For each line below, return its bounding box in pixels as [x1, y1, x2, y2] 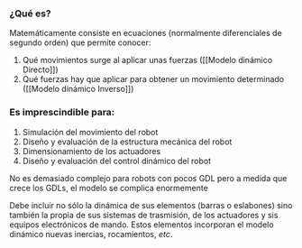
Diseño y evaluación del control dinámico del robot [22, 155, 212, 166]
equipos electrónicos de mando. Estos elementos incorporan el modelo [9, 219, 274, 230]
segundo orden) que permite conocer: [9, 37, 151, 48]
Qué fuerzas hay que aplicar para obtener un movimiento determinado [22, 74, 285, 85]
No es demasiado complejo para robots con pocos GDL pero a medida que [9, 172, 288, 183]
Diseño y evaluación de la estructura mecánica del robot [22, 136, 233, 147]
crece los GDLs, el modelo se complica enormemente [9, 182, 209, 193]
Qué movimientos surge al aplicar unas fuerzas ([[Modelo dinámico [22, 55, 273, 66]
